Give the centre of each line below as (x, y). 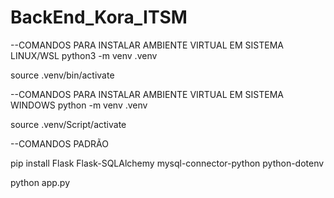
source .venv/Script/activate (68, 124)
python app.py (40, 182)
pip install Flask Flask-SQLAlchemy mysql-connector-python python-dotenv (167, 163)
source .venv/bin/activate (62, 75)
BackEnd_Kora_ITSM (99, 17)
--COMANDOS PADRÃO (59, 143)
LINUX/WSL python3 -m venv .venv (84, 55)
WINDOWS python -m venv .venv (79, 105)
